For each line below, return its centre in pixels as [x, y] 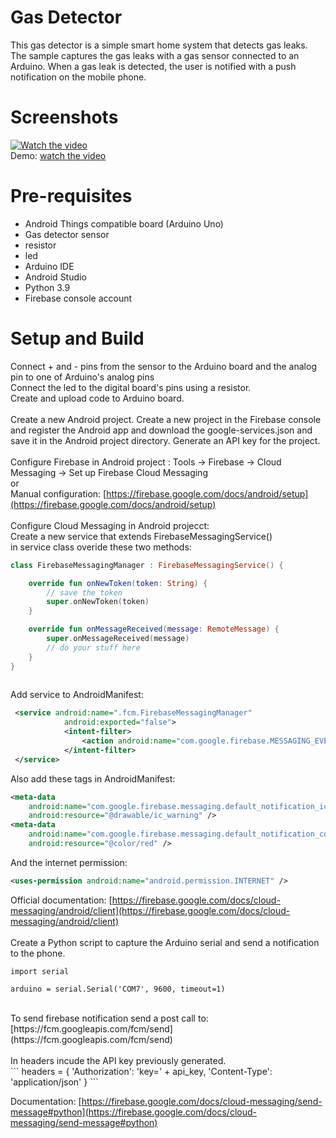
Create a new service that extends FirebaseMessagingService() [141, 536]
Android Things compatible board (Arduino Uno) [124, 223]
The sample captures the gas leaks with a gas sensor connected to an [155, 55]
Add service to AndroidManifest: [77, 695]
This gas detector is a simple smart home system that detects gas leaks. [159, 45]
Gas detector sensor [67, 234]
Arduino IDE [49, 266]
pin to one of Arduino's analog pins [82, 377]
